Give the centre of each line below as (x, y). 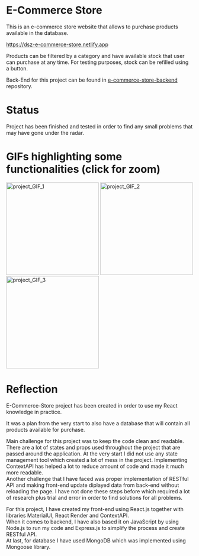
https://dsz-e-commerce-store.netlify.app (57, 44)
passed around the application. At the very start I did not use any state (92, 454)
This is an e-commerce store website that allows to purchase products (92, 27)
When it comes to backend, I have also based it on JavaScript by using (92, 522)
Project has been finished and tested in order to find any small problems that (99, 126)
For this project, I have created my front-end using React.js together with (95, 509)
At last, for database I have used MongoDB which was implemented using (96, 540)
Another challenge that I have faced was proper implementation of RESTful (97, 479)
